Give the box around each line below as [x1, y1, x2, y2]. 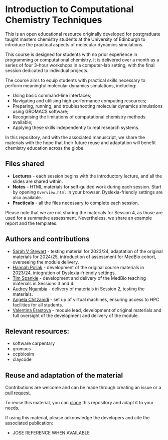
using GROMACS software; [12, 108, 69, 114]
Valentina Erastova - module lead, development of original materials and [12, 307, 161, 313]
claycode [12, 356, 32, 362]
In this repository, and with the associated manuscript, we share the [5, 134, 145, 140]
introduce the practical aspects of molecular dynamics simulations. [5, 41, 144, 47]
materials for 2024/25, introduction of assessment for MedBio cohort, [12, 254, 156, 260]
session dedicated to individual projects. [5, 67, 89, 74]
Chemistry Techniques [5, 14, 102, 26]
